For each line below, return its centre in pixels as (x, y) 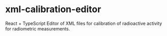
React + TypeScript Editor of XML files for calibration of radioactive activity (84, 23)
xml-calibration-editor (53, 9)
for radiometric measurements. (38, 28)
